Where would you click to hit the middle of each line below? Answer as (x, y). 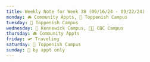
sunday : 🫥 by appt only (36, 50)
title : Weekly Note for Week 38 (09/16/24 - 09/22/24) (76, 12)
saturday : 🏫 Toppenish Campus (44, 45)
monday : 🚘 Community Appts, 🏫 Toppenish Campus (67, 17)
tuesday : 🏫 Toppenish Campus (42, 22)
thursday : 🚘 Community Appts (43, 34)
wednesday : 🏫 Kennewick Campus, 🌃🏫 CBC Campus (65, 28)
